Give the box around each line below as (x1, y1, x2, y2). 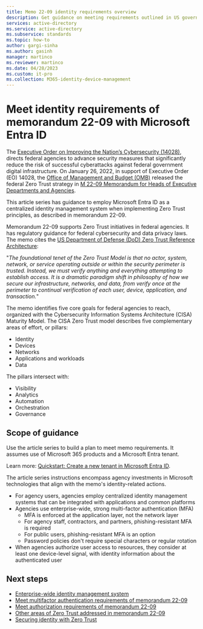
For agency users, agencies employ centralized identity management (14, 492, 187, 499)
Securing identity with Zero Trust (14, 616, 97, 623)
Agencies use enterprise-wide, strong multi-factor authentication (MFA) (14, 505, 194, 512)
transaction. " (6, 293, 39, 300)
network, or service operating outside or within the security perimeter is (6, 261, 185, 268)
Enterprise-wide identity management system (14, 590, 129, 597)
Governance (14, 410, 47, 418)
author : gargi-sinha (6, 43, 59, 49)
